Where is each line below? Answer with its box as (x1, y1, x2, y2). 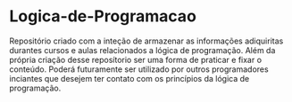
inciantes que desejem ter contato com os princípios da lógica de (9, 73, 250, 83)
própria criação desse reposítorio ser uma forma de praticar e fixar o (9, 54, 262, 65)
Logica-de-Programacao (9, 6, 196, 27)
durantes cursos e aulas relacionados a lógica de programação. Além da (9, 44, 276, 55)
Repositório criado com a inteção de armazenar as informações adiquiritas (9, 35, 284, 46)
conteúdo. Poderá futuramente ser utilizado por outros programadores (9, 64, 270, 75)
